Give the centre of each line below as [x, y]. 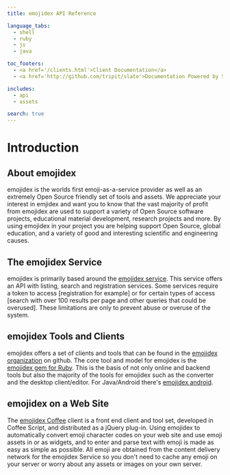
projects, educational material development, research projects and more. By [114, 219]
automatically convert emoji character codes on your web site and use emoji [115, 435]
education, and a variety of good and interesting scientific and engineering [112, 233]
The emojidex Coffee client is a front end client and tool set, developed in [110, 420]
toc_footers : [26, 64]
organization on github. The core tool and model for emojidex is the [102, 360]
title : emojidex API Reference [52, 13]
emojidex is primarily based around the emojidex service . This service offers [115, 278]
